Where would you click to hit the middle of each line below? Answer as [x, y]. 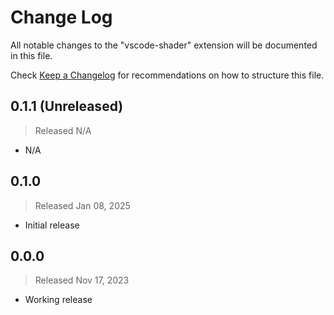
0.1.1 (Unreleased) [67, 106]
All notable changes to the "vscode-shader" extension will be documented [164, 45]
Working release [58, 300]
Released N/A [63, 130]
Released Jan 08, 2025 [82, 205]
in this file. [31, 55]
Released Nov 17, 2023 [82, 280]
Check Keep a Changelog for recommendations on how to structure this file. [167, 75]
